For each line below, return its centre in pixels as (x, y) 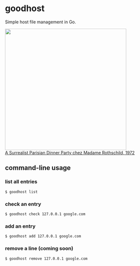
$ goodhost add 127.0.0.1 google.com (43, 236)
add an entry (20, 226)
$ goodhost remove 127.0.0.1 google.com (47, 258)
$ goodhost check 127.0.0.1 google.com (45, 214)
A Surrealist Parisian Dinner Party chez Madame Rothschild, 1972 (70, 152)
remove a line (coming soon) (39, 249)
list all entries (21, 182)
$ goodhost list (21, 192)
